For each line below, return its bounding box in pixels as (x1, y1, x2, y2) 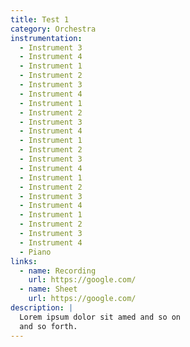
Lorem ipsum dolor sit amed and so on (19, 312, 182, 322)
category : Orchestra (10, 24, 97, 34)
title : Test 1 (10, 14, 70, 25)
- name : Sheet (19, 284, 78, 295)
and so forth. (19, 321, 78, 331)
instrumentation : (10, 33, 83, 43)
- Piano (19, 247, 52, 257)
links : (10, 256, 38, 266)
